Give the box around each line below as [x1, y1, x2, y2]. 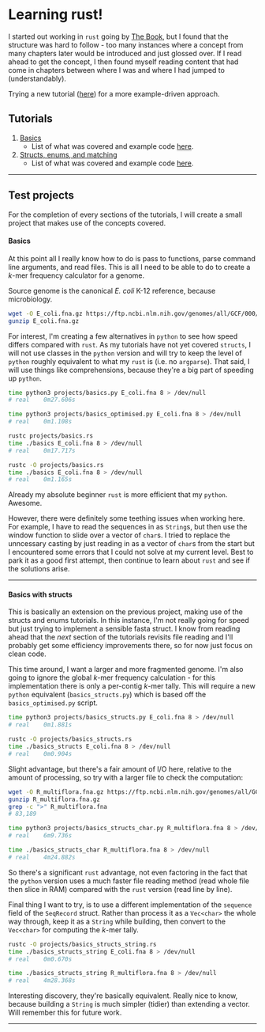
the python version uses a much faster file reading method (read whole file [8, 876, 250, 886]
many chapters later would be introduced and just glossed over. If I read [8, 48, 242, 58]
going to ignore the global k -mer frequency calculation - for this [8, 673, 215, 682]
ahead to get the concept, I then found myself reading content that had [8, 57, 239, 66]
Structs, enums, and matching [19, 150, 118, 159]
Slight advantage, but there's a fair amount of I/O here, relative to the [8, 764, 233, 773]
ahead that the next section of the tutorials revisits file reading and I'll [8, 632, 233, 642]
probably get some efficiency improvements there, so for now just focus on [8, 641, 253, 651]
